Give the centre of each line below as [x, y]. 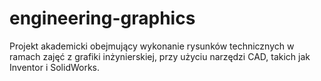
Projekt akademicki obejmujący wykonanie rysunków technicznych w [152, 46]
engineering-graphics [102, 18]
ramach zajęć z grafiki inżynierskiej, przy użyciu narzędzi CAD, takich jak [160, 56]
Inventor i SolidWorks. [55, 67]
